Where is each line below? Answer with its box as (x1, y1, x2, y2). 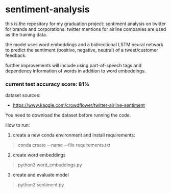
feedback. (5, 52, 27, 59)
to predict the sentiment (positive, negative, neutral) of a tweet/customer (5, 47, 158, 53)
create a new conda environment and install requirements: (12, 132, 135, 138)
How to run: (5, 122, 30, 128)
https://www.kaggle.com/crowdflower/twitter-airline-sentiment (12, 102, 145, 108)
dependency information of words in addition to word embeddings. (5, 68, 146, 74)
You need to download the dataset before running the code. (5, 112, 131, 119)
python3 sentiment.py (17, 182, 64, 188)
